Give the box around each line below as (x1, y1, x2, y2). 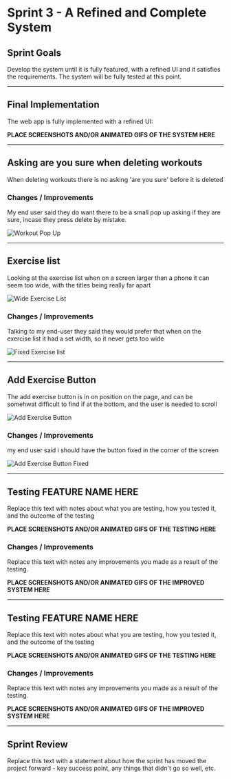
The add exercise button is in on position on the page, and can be (7, 392, 193, 401)
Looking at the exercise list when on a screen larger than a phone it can (7, 274, 210, 282)
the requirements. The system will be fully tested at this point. (7, 72, 182, 81)
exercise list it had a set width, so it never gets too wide (7, 334, 164, 343)
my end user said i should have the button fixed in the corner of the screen (7, 446, 219, 454)
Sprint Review (7, 738, 69, 750)
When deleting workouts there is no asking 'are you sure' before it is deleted (7, 175, 223, 183)
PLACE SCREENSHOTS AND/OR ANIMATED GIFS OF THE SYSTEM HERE (7, 130, 215, 139)
